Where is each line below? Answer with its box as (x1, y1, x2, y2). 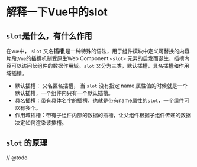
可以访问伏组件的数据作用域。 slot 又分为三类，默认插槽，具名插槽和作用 (11, 63, 189, 69)
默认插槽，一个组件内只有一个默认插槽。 (14, 90, 114, 96)
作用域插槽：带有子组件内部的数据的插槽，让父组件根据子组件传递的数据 (14, 112, 191, 119)
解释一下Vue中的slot (6, 5, 108, 19)
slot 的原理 (6, 138, 47, 148)
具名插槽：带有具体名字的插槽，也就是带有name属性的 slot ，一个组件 (14, 97, 185, 104)
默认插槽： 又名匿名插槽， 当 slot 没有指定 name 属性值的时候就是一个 (14, 82, 188, 89)
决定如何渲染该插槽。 (14, 119, 67, 126)
